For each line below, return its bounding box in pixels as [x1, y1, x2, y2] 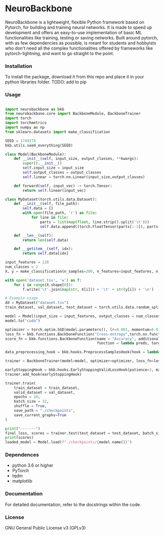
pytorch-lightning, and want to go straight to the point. [5, 50, 114, 56]
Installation [5, 62, 33, 69]
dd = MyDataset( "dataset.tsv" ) [5, 300, 69, 306]
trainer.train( [5, 381, 36, 385]
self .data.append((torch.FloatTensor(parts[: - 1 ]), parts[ [40, 224, 161, 229]
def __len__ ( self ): [14, 233, 54, 238]
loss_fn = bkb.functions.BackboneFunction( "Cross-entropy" [5, 331, 128, 336]
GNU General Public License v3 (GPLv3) [5, 525, 86, 531]
